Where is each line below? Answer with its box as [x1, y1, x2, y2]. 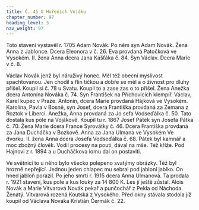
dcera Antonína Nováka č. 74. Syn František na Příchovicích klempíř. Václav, [6, 91, 192, 98]
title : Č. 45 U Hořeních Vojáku [6, 8, 86, 15]
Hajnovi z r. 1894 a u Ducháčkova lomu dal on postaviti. [6, 148, 141, 155]
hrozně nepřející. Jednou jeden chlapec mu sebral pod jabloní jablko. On [6, 166, 183, 173]
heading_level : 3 [6, 20, 49, 26]
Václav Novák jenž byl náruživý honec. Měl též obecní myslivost [6, 72, 163, 79]
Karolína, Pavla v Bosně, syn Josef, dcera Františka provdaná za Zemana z [6, 104, 189, 111]
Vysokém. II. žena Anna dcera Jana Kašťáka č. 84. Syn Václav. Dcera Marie [6, 54, 191, 61]
